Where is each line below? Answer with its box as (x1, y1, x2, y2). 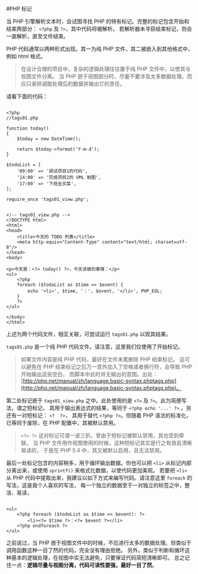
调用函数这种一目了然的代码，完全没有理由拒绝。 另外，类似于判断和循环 (6, 547, 185, 554)
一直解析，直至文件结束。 (6, 33, 69, 40)
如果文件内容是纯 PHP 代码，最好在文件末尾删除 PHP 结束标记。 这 (20, 356, 186, 362)
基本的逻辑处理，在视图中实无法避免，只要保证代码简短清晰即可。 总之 (11, 554, 185, 561)
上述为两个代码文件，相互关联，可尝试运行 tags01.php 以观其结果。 (6, 330, 171, 338)
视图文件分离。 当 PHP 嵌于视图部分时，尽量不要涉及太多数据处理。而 (20, 73, 192, 80)
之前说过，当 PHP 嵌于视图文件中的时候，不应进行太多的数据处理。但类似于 (6, 540, 192, 546)
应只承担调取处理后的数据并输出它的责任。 (20, 80, 125, 87)
